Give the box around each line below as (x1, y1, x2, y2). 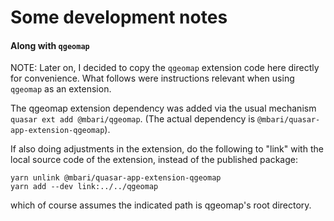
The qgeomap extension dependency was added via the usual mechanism (10, 102, 317, 115)
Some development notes (10, 6, 228, 29)
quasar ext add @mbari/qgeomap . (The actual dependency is (10, 113, 256, 125)
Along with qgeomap (10, 39, 90, 51)
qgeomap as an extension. (10, 83, 112, 95)
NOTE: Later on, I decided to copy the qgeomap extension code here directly (10, 62, 320, 74)
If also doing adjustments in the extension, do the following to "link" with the (10, 143, 324, 155)
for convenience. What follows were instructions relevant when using (10, 72, 295, 85)
